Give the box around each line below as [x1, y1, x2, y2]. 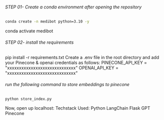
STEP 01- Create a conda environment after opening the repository [5, 4, 142, 10]
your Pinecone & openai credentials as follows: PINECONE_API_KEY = [5, 60, 147, 66]
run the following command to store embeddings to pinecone [5, 81, 130, 87]
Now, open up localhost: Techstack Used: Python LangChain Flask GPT [5, 105, 151, 111]
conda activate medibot [5, 28, 53, 34]
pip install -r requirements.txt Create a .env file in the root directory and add [5, 55, 160, 60]
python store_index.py [5, 96, 52, 102]
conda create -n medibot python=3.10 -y [5, 19, 90, 24]
